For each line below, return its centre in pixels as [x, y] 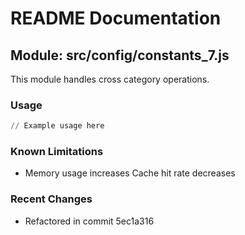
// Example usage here [57, 126]
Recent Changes [51, 199]
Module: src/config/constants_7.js [120, 55]
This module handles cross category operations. [110, 79]
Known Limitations [57, 152]
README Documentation [116, 18]
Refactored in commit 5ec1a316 [89, 221]
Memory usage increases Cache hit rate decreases [130, 173]
